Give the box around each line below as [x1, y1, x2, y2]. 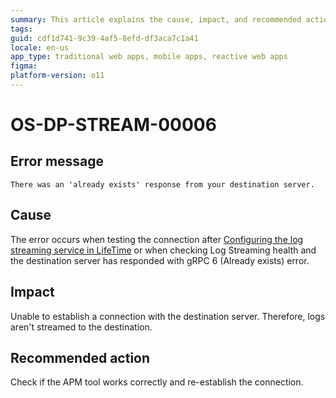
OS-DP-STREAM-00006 [10, 114, 217, 136]
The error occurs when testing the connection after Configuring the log [10, 233, 304, 245]
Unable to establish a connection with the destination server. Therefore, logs [10, 310, 326, 322]
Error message [10, 153, 105, 170]
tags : [10, 24, 33, 34]
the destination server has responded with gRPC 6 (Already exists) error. [10, 254, 310, 266]
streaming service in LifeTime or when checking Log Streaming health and [10, 244, 317, 256]
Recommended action [10, 349, 151, 366]
